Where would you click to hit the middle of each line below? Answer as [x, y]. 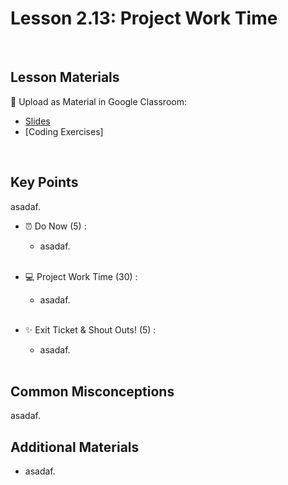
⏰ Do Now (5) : [55, 226]
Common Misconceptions [92, 391]
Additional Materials [75, 447]
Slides [37, 121]
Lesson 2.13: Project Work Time [144, 18]
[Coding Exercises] [64, 131]
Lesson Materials [65, 77]
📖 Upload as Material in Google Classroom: [98, 101]
